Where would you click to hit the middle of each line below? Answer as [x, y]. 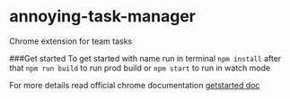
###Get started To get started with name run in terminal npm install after [145, 58]
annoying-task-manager [102, 16]
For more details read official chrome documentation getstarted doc [135, 85]
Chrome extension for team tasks [71, 41]
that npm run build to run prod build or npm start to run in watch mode [140, 68]
